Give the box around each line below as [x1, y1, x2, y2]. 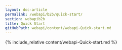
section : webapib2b [5, 16, 45, 21]
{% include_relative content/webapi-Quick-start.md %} [5, 39, 118, 45]
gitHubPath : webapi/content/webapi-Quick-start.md [5, 26, 112, 31]
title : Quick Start [5, 21, 45, 26]
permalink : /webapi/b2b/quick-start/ [5, 12, 83, 17]
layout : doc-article [5, 7, 48, 12]
